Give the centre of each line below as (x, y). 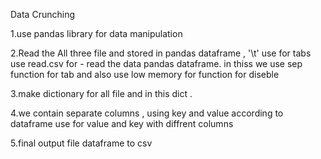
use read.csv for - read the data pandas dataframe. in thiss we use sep (156, 63)
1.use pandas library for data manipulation (96, 33)
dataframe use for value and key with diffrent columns (122, 123)
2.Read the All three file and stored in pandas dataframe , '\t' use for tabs (161, 53)
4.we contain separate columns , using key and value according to (147, 113)
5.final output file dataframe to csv (81, 143)
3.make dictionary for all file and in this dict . (101, 93)
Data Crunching (42, 14)
